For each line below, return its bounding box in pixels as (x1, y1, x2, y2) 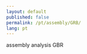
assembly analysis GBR (6, 42, 64, 49)
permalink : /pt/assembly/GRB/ (6, 20, 82, 26)
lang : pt (6, 25, 28, 31)
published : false (6, 14, 49, 20)
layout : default (6, 8, 46, 15)
